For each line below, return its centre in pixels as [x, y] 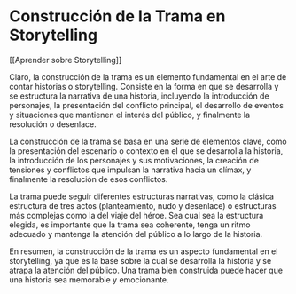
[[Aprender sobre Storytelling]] [66, 60]
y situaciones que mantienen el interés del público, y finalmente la [130, 115]
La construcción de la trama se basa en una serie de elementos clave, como [148, 141]
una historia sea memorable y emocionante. [90, 279]
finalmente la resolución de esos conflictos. [89, 179]
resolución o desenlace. [53, 124]
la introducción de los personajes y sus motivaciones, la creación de [134, 160]
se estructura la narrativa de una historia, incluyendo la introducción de [139, 96]
